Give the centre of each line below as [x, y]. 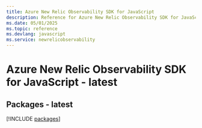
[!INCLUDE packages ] [33, 119]
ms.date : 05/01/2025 [32, 23]
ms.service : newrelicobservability [51, 40]
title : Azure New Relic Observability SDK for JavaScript [80, 12]
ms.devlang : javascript [36, 34]
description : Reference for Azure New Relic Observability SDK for [93, 17]
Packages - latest [40, 104]
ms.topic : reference [32, 29]
